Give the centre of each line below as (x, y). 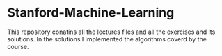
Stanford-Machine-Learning (91, 13)
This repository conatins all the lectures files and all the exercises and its (111, 32)
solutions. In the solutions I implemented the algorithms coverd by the (107, 39)
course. (18, 46)
